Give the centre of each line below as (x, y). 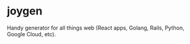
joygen (25, 11)
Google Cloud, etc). (31, 34)
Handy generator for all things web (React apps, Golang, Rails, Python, (96, 28)
